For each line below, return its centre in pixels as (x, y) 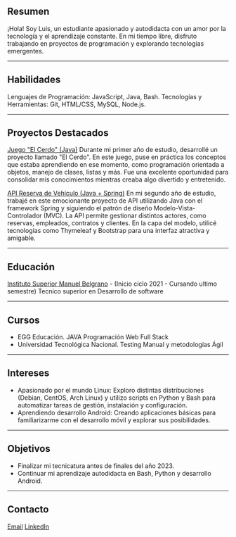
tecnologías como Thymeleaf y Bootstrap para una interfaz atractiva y (109, 231)
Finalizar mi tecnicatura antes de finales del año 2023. (96, 466)
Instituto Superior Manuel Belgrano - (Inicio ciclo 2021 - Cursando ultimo (112, 284)
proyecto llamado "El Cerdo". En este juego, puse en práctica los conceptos (117, 157)
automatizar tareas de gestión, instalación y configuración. (103, 405)
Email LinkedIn (28, 526)
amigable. (22, 238)
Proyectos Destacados (58, 133)
